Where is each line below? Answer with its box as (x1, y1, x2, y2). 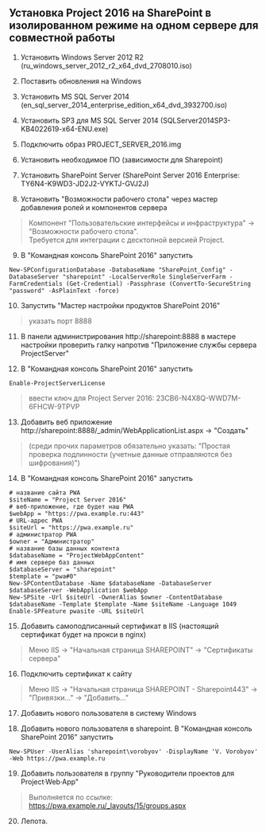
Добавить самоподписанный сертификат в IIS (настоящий (20, 621, 219, 631)
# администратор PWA (9, 530, 78, 538)
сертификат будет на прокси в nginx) (20, 629, 146, 639)
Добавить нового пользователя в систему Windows (20, 708, 197, 717)
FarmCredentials (9, 279, 63, 287)
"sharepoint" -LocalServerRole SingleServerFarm (62, 272, 226, 281)
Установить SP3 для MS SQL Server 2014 (20, 115, 159, 125)
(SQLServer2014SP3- (160, 115, 231, 125)
